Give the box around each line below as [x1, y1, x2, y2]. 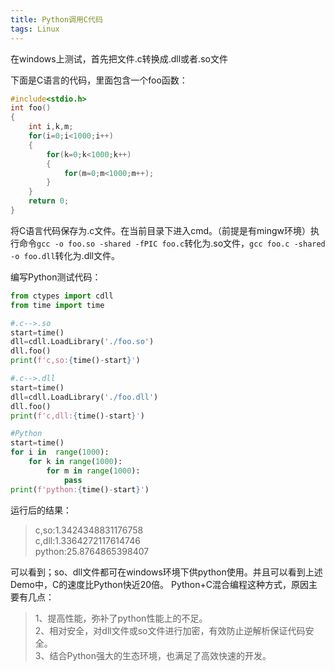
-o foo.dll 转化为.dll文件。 [10, 249, 120, 261]
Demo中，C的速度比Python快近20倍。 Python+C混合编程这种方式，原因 [10, 578, 310, 590]
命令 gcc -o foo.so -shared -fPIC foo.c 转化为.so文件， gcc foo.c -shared [18, 237, 326, 249]
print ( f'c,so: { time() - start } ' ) [10, 356, 141, 366]
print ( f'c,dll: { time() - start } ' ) [10, 411, 145, 421]
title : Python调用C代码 [10, 14, 103, 25]
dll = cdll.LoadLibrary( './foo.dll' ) [10, 392, 159, 402]
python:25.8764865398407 [34, 545, 150, 557]
